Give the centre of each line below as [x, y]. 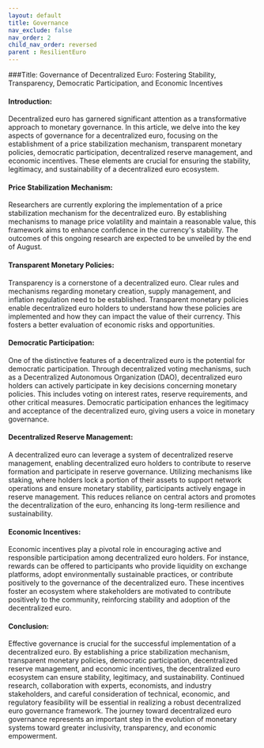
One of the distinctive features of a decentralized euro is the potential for [127, 360]
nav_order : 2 [30, 38]
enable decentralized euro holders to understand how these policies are [125, 308]
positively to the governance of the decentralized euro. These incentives [126, 583]
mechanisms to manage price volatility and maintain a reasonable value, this [132, 221]
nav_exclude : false [40, 30]
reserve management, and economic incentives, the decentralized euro [124, 669]
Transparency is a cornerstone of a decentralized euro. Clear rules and [124, 282]
